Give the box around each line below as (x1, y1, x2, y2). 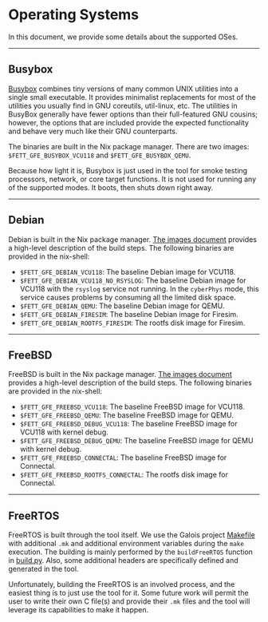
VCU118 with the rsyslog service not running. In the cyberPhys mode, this (19, 283, 259, 293)
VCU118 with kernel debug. (19, 427, 109, 437)
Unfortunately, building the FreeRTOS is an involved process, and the (8, 580, 235, 589)
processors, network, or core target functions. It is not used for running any (8, 174, 257, 184)
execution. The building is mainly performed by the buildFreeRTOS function (8, 547, 254, 557)
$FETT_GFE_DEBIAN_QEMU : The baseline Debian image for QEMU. (19, 301, 225, 311)
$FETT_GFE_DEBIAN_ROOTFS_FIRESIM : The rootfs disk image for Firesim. (19, 318, 246, 327)
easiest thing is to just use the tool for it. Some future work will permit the (8, 588, 249, 598)
